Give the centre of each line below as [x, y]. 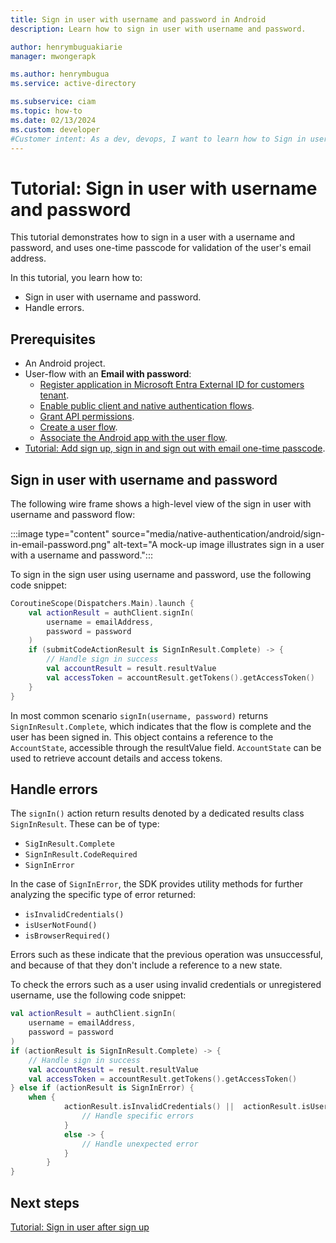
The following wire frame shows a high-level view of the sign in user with [161, 503]
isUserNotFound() [61, 926]
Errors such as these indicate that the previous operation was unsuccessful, [167, 955]
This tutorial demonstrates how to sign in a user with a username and [152, 237]
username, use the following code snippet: [98, 995]
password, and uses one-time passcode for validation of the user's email [161, 248]
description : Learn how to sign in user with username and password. [158, 29]
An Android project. [65, 363]
